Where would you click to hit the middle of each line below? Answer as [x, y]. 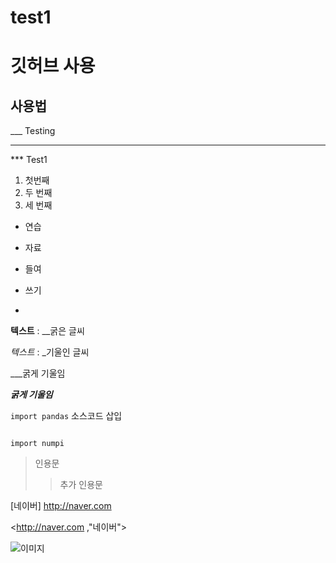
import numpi [37, 444]
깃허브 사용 [53, 66]
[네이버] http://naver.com [61, 506]
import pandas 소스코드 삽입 [66, 416]
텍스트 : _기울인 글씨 [50, 352]
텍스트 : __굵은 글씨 [47, 331]
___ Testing [33, 131]
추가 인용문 [81, 485]
